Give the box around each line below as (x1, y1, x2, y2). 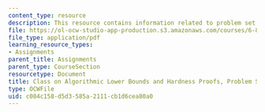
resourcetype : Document (8, 70, 87, 78)
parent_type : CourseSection (8, 63, 101, 71)
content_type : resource (8, 11, 87, 20)
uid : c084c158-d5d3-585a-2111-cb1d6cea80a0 (8, 92, 154, 100)
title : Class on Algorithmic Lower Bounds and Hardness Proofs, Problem (8, 77, 252, 85)
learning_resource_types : (8, 41, 93, 49)
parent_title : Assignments (8, 56, 97, 64)
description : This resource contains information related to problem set (8, 19, 256, 27)
